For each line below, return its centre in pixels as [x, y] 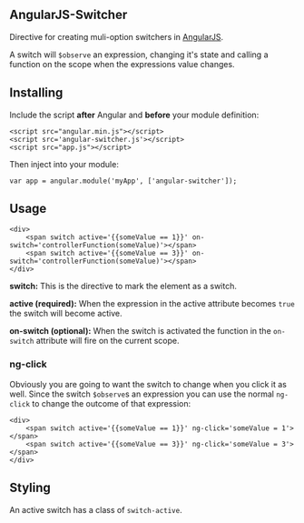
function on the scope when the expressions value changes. [122, 64]
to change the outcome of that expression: [111, 403]
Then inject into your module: [64, 164]
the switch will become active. [66, 314]
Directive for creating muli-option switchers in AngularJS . [117, 36]
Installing [36, 93]
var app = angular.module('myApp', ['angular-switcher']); [123, 181]
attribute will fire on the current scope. [108, 341]
